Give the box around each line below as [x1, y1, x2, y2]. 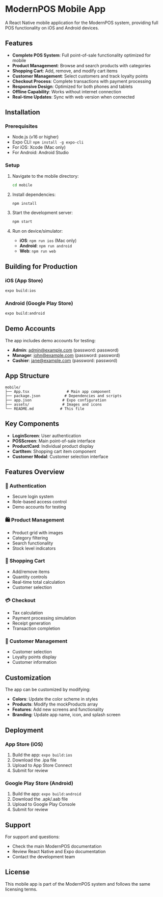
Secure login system [12, 493, 54, 499]
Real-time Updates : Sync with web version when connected [12, 94, 135, 100]
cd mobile [12, 183, 33, 188]
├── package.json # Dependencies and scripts [5, 393, 122, 398]
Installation [5, 108, 40, 116]
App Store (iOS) [5, 740, 43, 747]
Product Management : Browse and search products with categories [12, 62, 151, 68]
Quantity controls [12, 573, 48, 580]
